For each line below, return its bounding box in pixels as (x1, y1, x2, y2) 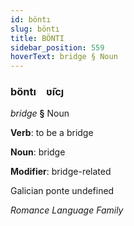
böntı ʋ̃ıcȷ (10, 85, 65, 99)
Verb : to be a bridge (10, 127, 94, 139)
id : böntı (10, 14, 52, 25)
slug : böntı (10, 24, 60, 34)
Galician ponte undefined (10, 185, 115, 197)
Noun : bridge (10, 146, 66, 158)
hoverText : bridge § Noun (10, 52, 118, 62)
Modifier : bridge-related (10, 166, 112, 178)
